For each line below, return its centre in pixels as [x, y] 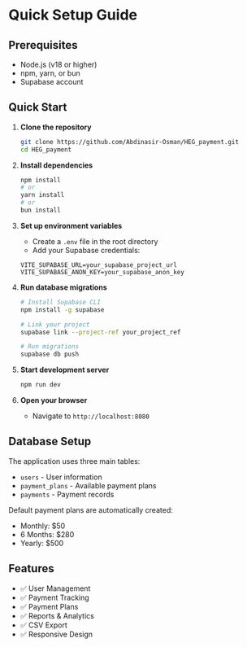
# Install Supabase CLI [61, 302]
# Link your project [55, 324]
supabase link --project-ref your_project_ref [100, 332]
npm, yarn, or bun [50, 73]
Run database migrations [63, 287]
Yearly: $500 [42, 543]
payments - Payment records [67, 494]
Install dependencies [56, 165]
